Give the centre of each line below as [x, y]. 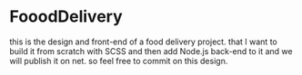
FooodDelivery [66, 17]
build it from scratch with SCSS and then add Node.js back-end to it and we [151, 51]
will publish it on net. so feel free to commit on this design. [119, 61]
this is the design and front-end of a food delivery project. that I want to [143, 42]
